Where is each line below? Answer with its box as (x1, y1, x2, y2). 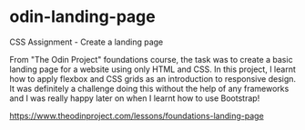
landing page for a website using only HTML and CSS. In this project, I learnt (9, 64, 296, 75)
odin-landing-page (9, 6, 157, 27)
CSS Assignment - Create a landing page (9, 36, 164, 47)
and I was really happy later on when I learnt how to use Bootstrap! (9, 93, 260, 104)
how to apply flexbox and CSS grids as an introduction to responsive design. (9, 73, 297, 84)
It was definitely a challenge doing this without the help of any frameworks (9, 83, 290, 94)
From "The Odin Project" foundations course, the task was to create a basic (9, 54, 293, 65)
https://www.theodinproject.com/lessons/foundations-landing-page (9, 110, 264, 121)
